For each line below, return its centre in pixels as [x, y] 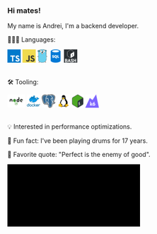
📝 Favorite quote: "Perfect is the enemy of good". [79, 155]
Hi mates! [24, 11]
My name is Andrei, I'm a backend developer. [73, 26]
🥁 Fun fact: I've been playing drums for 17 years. [78, 141]
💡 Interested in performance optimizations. [70, 127]
